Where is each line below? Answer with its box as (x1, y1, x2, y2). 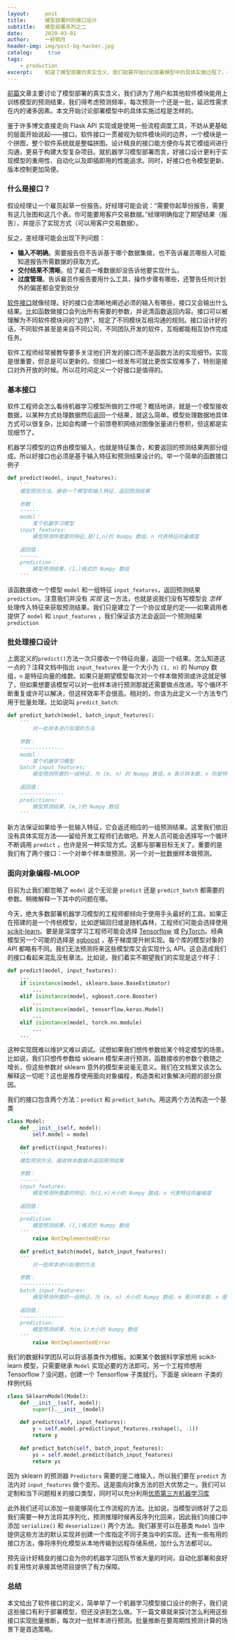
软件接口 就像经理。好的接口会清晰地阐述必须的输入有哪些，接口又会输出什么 (7, 298, 228, 306)
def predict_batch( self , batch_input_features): (20, 1445, 164, 1452)
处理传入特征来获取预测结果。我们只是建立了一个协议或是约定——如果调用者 (7, 603, 228, 612)
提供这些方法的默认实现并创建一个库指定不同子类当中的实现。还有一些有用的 (7, 1530, 228, 1539)
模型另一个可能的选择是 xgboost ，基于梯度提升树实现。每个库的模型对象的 (7, 935, 225, 944)
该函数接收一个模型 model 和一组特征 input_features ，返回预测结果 (7, 585, 201, 594)
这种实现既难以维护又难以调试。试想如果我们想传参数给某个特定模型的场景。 (7, 1046, 228, 1054)
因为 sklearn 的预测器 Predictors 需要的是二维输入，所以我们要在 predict (7, 1471, 219, 1480)
